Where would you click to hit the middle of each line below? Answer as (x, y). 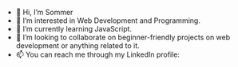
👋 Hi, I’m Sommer (44, 12)
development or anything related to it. (77, 46)
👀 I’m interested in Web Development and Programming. (108, 20)
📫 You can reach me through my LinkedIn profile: (97, 54)
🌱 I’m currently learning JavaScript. (74, 29)
